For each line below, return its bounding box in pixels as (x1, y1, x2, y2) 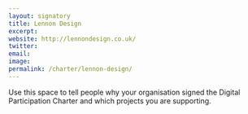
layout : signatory (8, 11, 71, 20)
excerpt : (8, 27, 38, 35)
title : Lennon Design (8, 20, 82, 28)
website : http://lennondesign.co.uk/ (8, 34, 137, 43)
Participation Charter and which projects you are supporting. (8, 95, 211, 106)
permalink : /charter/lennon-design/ (8, 65, 133, 73)
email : (8, 50, 31, 58)
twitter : (8, 42, 38, 50)
